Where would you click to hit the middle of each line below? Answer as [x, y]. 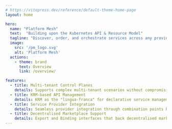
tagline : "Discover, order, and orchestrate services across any [81, 38]
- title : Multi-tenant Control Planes [51, 85]
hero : [11, 24]
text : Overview [35, 67]
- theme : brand [31, 62]
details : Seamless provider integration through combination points [89, 109]
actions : [19, 57]
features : [16, 81]
